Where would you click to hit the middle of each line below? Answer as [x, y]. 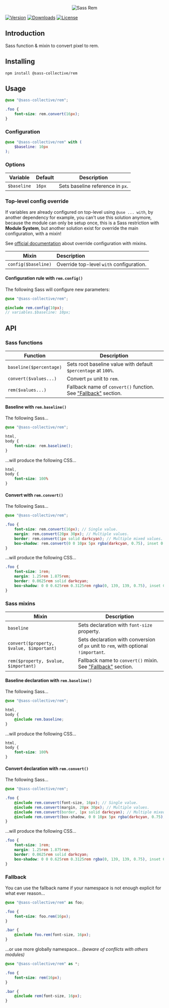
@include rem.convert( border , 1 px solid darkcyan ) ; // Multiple [83, 812]
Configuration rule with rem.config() [44, 278]
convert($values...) [32, 378]
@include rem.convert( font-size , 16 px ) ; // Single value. [76, 803]
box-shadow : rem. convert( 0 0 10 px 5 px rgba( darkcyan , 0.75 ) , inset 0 [89, 543]
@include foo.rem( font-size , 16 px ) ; [53, 935]
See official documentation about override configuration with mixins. [76, 244]
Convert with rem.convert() [34, 495]
